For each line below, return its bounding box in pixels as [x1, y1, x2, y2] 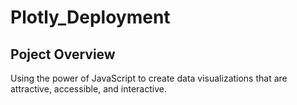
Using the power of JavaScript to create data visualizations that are [10, 72, 288, 84]
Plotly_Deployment [10, 6, 171, 29]
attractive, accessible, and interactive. [10, 83, 167, 95]
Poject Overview [10, 46, 116, 63]
